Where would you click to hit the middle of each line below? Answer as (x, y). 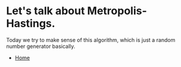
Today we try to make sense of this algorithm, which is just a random (91, 40)
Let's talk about (46, 11)
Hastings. (31, 23)
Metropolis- (117, 11)
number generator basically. (41, 46)
